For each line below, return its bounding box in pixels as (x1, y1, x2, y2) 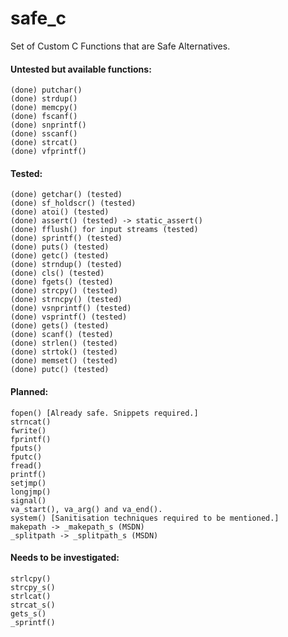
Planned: (10, 385, 49, 397)
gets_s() (10, 608, 47, 619)
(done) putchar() (10, 85, 83, 96)
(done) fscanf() (10, 112, 78, 122)
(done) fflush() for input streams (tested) (10, 225, 199, 235)
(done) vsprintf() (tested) (10, 312, 128, 322)
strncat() (10, 417, 52, 427)
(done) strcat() (10, 138, 78, 148)
